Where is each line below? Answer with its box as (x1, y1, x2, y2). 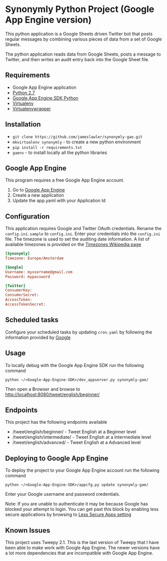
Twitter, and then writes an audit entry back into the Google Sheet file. (5, 56, 149, 62)
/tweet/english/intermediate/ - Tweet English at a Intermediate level (12, 434, 151, 440)
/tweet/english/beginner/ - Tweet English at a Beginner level (12, 429, 136, 435)
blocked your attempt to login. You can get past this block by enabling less (5, 506, 159, 512)
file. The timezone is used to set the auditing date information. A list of (5, 236, 150, 242)
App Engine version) (5, 14, 92, 26)
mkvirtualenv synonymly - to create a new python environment (12, 139, 141, 145)
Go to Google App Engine (12, 187, 65, 193)
